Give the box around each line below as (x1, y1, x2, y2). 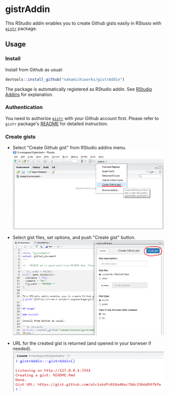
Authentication (5, 104, 43, 111)
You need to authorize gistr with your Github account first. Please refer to (5, 115, 159, 121)
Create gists (5, 133, 36, 140)
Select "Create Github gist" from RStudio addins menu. (12, 145, 127, 151)
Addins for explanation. (5, 91, 54, 97)
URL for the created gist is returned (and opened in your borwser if (12, 340, 151, 346)
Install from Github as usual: (5, 66, 63, 72)
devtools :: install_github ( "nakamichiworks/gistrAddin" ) (5, 77, 125, 82)
